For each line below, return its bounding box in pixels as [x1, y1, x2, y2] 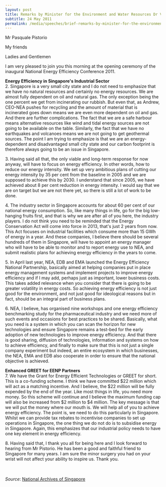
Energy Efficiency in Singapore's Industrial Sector [5, 78, 110, 84]
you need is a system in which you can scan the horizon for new [5, 321, 136, 327]
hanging [5, 213, 22, 219]
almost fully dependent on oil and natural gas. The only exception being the [5, 94, 159, 100]
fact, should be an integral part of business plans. [5, 296, 106, 302]
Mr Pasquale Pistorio [5, 35, 48, 41]
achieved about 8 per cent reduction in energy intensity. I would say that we [5, 182, 160, 188]
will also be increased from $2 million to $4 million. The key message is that [5, 399, 160, 405]
